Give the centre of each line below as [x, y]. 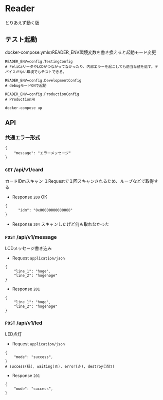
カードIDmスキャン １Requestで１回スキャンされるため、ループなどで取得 [80, 181]
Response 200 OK [30, 197]
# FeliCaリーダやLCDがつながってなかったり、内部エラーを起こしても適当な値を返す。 [80, 66]
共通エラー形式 [23, 138]
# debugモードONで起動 [26, 85]
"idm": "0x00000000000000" [45, 210]
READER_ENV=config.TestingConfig [39, 62]
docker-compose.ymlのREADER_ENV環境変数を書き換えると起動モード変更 [81, 52]
